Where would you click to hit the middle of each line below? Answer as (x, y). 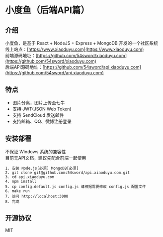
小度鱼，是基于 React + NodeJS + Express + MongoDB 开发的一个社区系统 (81, 43)
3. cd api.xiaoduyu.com (30, 177)
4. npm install (21, 181)
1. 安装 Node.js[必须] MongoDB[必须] (42, 168)
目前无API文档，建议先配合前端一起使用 (46, 158)
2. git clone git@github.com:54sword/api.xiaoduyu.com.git (68, 173)
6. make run (17, 191)
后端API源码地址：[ (25, 67)
